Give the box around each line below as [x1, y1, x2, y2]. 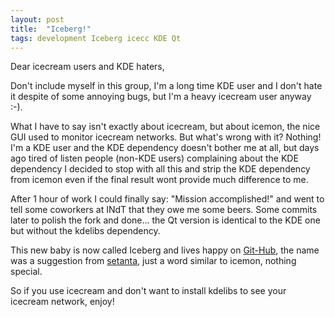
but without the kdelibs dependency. [10, 225, 161, 237]
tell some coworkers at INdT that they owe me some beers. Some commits [10, 204, 318, 216]
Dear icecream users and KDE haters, [10, 61, 165, 73]
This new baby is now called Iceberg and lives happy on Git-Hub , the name [10, 244, 320, 256]
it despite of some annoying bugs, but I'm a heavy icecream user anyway [10, 91, 312, 103]
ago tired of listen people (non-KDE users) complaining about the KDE [10, 152, 299, 165]
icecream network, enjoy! [10, 296, 115, 308]
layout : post [10, 14, 65, 25]
